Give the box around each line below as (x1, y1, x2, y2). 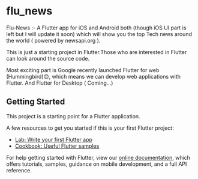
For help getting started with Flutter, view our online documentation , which (6, 154, 191, 161)
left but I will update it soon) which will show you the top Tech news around (6, 30, 192, 37)
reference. (6, 166, 32, 174)
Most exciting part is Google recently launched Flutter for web (6, 66, 160, 73)
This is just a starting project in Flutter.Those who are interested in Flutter (6, 48, 187, 55)
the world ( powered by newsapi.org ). (6, 37, 101, 44)
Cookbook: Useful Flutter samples (14, 142, 100, 150)
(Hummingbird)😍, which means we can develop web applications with (6, 73, 181, 80)
